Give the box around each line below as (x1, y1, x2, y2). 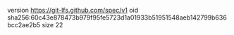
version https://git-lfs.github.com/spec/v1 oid (7, 6, 139, 14)
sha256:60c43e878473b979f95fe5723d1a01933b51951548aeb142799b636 (7, 13, 227, 22)
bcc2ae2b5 (7, 21, 41, 29)
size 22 (42, 21, 63, 29)
